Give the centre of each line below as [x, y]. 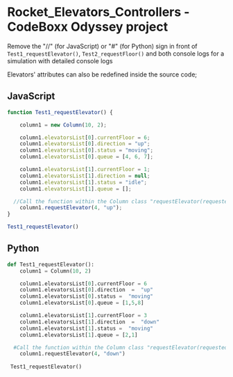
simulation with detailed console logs [60, 61]
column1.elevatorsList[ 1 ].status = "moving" [87, 328]
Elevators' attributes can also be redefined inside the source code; [102, 74]
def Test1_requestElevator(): [51, 264]
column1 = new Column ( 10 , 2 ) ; [63, 125]
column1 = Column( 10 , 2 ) [55, 271]
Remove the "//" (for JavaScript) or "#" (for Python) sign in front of [102, 46]
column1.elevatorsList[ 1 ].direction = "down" [89, 322]
